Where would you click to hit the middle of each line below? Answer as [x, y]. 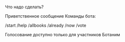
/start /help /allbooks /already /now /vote [46, 25]
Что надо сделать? [24, 7]
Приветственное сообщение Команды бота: [50, 16]
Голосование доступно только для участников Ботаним [63, 35]
